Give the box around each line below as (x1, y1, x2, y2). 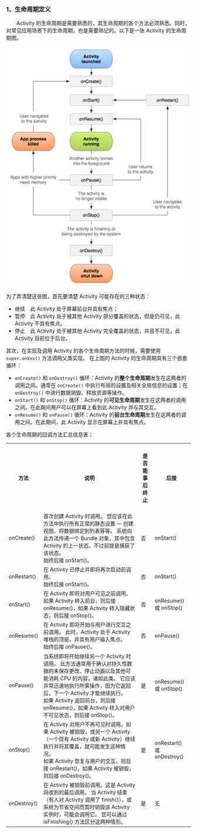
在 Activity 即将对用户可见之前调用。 (43, 590, 131, 597)
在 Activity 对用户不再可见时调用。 (43, 721, 126, 728)
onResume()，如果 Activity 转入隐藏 (43, 605, 130, 612)
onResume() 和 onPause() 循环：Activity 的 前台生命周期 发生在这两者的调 (14, 411, 186, 418)
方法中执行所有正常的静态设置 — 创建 (43, 519, 134, 527)
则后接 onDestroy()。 (43, 772, 95, 779)
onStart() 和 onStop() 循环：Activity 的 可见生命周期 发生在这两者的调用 (14, 396, 186, 404)
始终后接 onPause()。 (43, 643, 96, 651)
